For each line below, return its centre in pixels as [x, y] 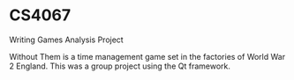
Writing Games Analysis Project [66, 40]
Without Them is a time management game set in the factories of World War [147, 56]
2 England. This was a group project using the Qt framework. [120, 66]
